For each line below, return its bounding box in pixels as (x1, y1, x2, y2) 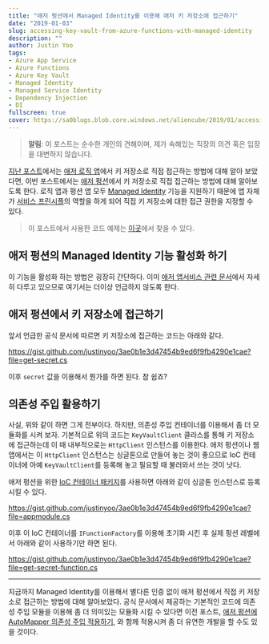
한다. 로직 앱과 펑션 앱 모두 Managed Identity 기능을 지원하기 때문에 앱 (22, 186, 245, 196)
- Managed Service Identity (8, 86, 102, 95)
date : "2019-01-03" (8, 19, 74, 27)
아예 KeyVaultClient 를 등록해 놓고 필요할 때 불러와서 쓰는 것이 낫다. (29, 460, 242, 470)
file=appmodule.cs (8, 512, 70, 521)
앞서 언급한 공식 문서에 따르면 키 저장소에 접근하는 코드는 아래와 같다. (8, 330, 224, 340)
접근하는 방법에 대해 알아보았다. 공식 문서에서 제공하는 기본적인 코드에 (22, 597, 242, 606)
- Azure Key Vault (8, 71, 70, 79)
